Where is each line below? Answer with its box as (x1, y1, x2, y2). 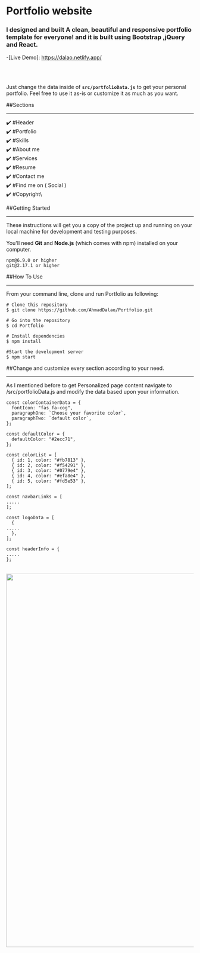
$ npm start (6, 354, 36, 360)
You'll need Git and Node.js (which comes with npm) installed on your (6, 240, 179, 247)
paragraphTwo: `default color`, (11, 415, 92, 422)
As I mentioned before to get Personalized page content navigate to (6, 382, 173, 389)
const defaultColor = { (6, 431, 65, 437)
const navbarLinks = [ (6, 494, 62, 500)
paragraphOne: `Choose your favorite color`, (11, 410, 127, 416)
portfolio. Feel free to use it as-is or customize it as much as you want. (6, 90, 179, 97)
